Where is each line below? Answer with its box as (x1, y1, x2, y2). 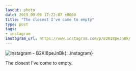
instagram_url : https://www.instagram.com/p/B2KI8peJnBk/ (5, 36, 131, 41)
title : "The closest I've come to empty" (5, 17, 95, 22)
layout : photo (5, 7, 36, 13)
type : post (5, 21, 29, 27)
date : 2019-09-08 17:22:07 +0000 (5, 12, 76, 17)
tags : (5, 27, 17, 32)
